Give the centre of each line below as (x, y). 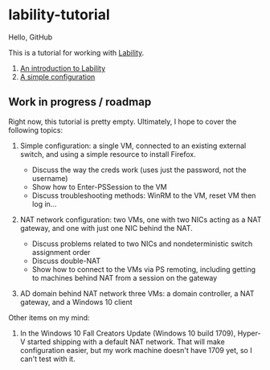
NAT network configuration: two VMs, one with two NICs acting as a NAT (141, 220)
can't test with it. (47, 359)
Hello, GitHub (31, 37)
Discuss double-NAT (66, 261)
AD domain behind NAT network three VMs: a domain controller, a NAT (137, 293)
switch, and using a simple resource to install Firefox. (108, 154)
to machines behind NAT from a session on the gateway (125, 277)
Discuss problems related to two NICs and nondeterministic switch (142, 244)
